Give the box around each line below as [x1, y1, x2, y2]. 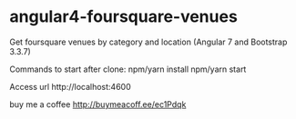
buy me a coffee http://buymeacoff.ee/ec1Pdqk [9, 98, 187, 110]
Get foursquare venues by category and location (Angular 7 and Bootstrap [9, 36, 288, 47]
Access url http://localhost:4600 [9, 81, 132, 92]
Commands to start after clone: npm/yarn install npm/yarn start [9, 64, 247, 74]
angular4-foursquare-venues [9, 6, 239, 27]
